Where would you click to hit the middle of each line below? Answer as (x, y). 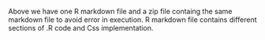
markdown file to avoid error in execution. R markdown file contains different (132, 20)
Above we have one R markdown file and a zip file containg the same (120, 11)
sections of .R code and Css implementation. (81, 28)
